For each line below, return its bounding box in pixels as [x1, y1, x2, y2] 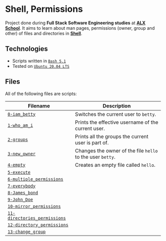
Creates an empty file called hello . [75, 161, 156, 168]
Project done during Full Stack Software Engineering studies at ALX [5, 20, 146, 26]
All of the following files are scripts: [5, 91, 77, 96]
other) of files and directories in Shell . [5, 30, 83, 36]
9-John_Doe [7, 196, 33, 202]
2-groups [7, 137, 28, 142]
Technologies [5, 45, 48, 53]
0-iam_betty [7, 111, 36, 117]
